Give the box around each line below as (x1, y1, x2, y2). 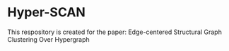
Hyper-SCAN (7, 4, 86, 21)
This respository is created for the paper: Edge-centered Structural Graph (7, 28, 223, 36)
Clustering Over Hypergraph (7, 35, 90, 43)
